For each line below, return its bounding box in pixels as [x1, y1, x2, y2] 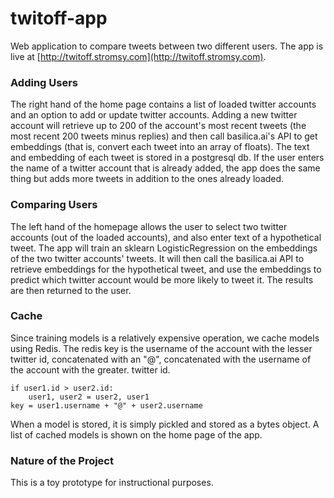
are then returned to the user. [10, 284, 132, 296]
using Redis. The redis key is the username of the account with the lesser [10, 342, 313, 354]
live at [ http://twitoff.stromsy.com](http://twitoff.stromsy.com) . [10, 50, 267, 62]
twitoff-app [10, 7, 108, 30]
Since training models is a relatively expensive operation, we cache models [10, 332, 320, 344]
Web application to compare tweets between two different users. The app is [10, 40, 324, 52]
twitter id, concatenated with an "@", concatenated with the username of [10, 353, 312, 365]
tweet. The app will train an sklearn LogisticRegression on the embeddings [10, 242, 318, 254]
